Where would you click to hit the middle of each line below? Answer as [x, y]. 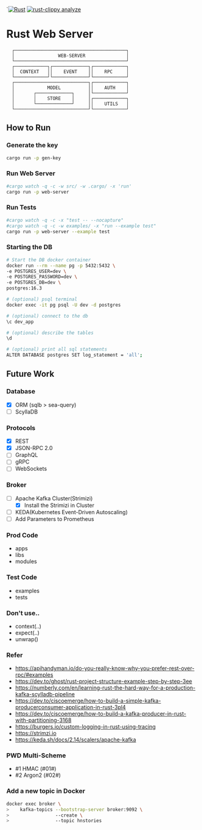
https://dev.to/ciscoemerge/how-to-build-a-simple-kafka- [88, 701]
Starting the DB [30, 247]
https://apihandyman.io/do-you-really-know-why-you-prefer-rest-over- [105, 668]
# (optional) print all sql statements [57, 349]
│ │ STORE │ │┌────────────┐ [71, 98]
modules [26, 561]
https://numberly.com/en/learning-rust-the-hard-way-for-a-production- [105, 688]
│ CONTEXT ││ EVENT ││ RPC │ [71, 71]
